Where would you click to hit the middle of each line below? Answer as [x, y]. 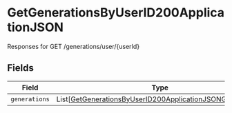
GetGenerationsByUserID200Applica [116, 13]
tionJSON [36, 27]
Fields [21, 68]
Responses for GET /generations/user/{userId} [74, 46]
